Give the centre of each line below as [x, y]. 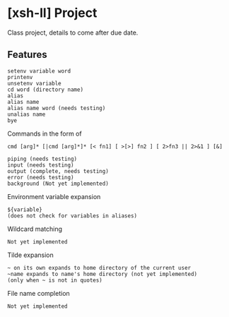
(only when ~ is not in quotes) [55, 280]
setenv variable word [39, 71]
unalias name [27, 114]
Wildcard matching [35, 229]
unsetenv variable [34, 83]
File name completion [39, 293]
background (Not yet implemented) [58, 184]
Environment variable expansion [54, 196]
